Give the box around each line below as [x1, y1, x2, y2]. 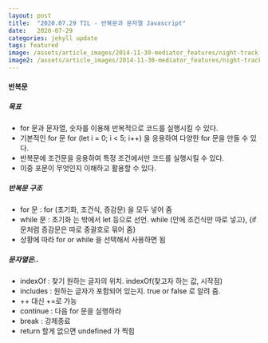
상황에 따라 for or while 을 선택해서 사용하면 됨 [19, 235, 166, 245]
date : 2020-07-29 [8, 26, 73, 34]
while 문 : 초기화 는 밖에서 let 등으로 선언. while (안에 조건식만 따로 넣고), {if [19, 215, 257, 225]
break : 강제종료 [19, 317, 71, 326]
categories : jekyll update [8, 34, 98, 42]
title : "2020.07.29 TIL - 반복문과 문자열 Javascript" [8, 19, 186, 27]
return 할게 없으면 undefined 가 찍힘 [19, 326, 136, 336]
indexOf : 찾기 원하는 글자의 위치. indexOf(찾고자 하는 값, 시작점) [19, 277, 223, 286]
